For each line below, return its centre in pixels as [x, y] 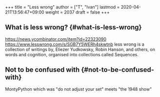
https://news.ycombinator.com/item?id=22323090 [56, 39]
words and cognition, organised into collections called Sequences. [72, 54]
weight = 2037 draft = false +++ [78, 12]
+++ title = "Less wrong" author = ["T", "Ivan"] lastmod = [62, 7]
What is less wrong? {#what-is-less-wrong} [74, 27]
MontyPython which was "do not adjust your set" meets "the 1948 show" [79, 89]
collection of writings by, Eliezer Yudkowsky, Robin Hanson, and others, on [80, 49]
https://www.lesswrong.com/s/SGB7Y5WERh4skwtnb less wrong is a [75, 44]
